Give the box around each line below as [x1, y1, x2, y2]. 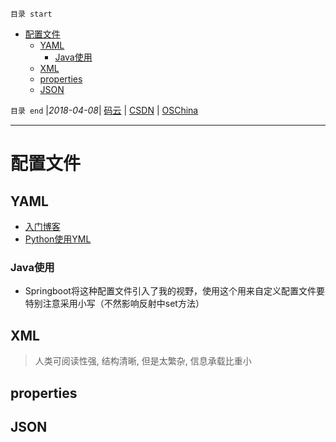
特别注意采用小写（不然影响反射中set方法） [24, 298, 205, 310]
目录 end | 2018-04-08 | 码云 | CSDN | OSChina [10, 104, 199, 116]
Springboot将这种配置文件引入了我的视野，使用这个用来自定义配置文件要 [24, 285, 325, 297]
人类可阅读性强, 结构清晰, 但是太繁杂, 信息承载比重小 [34, 355, 252, 367]
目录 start [10, 9, 53, 19]
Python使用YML [24, 233, 92, 245]
